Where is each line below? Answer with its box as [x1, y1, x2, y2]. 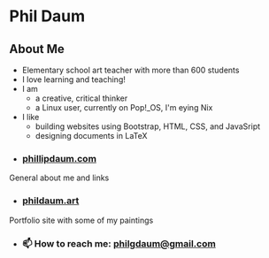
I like [21, 112, 40, 122]
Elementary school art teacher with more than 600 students [21, 64, 240, 75]
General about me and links [9, 172, 110, 183]
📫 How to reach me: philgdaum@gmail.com [21, 237, 217, 249]
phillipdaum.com [21, 152, 97, 164]
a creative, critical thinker [35, 93, 128, 103]
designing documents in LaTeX [35, 131, 148, 140]
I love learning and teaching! [21, 74, 126, 85]
